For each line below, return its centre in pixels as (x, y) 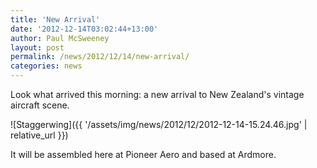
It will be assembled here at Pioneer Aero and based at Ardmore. (143, 154)
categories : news (46, 66)
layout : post (37, 47)
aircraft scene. (40, 105)
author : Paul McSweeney (60, 38)
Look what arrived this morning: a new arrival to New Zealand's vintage (157, 94)
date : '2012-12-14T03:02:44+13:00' (84, 29)
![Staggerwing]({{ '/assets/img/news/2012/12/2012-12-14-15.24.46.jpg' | (159, 124)
